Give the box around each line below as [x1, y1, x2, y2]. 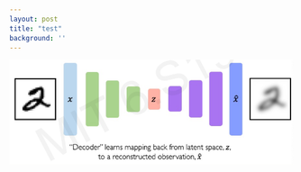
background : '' [9, 33, 67, 42]
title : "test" [9, 23, 63, 33]
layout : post [9, 14, 59, 23]
